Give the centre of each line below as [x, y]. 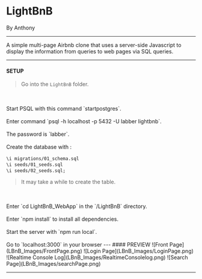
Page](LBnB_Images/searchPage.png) [54, 264]
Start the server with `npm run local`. [52, 232]
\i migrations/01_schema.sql [43, 159]
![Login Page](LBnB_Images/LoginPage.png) [139, 251]
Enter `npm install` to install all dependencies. [63, 219]
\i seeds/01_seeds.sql [35, 165]
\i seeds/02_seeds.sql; [36, 171]
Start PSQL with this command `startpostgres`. [64, 109]
